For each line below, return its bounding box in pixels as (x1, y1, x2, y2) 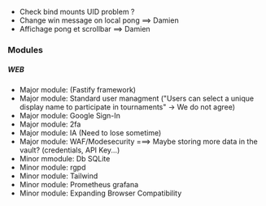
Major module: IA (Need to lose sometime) (19, 127, 162, 137)
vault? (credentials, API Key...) (19, 145, 120, 155)
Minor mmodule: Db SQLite (19, 153, 111, 163)
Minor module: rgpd (19, 162, 86, 172)
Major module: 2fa (19, 119, 81, 129)
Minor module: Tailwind (19, 170, 98, 181)
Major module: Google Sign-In (19, 110, 121, 120)
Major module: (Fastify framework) (19, 84, 136, 94)
